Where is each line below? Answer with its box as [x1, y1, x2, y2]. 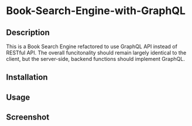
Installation [6, 72, 48, 83]
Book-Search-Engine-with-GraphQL [6, 4, 186, 18]
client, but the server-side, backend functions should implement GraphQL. [6, 56, 186, 62]
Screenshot [6, 113, 50, 122]
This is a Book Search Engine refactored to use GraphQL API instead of [6, 43, 177, 50]
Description [6, 28, 50, 38]
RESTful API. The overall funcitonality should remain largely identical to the [6, 49, 187, 56]
